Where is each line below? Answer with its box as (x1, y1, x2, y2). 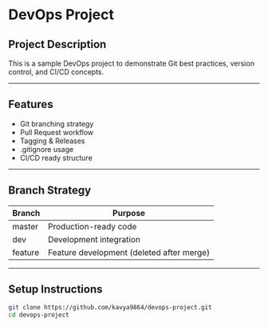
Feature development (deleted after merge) (47, 246, 210, 257)
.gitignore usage (19, 144, 74, 154)
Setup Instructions (8, 282, 103, 297)
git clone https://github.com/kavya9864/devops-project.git (8, 304, 213, 312)
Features (8, 98, 53, 111)
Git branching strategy (19, 118, 94, 129)
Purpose (112, 207, 146, 218)
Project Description (8, 38, 107, 51)
